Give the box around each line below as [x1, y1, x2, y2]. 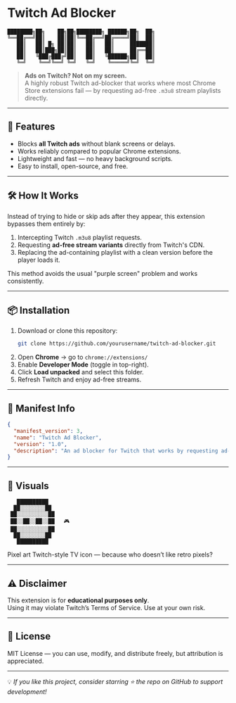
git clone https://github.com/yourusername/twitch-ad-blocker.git [17, 340, 216, 348]
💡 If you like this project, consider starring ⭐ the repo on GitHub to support [7, 677, 223, 685]
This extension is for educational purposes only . [7, 596, 150, 604]
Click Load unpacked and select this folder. [17, 368, 144, 376]
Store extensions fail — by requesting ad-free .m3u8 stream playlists [24, 86, 221, 94]
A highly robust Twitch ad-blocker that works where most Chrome [24, 79, 216, 87]
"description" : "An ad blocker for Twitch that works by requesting [13, 447, 218, 455]
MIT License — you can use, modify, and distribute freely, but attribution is [7, 649, 223, 657]
